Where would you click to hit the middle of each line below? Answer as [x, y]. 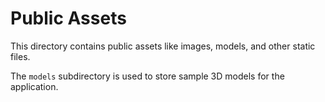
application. [34, 86]
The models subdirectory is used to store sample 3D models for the [147, 76]
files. [20, 56]
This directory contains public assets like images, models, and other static [163, 46]
